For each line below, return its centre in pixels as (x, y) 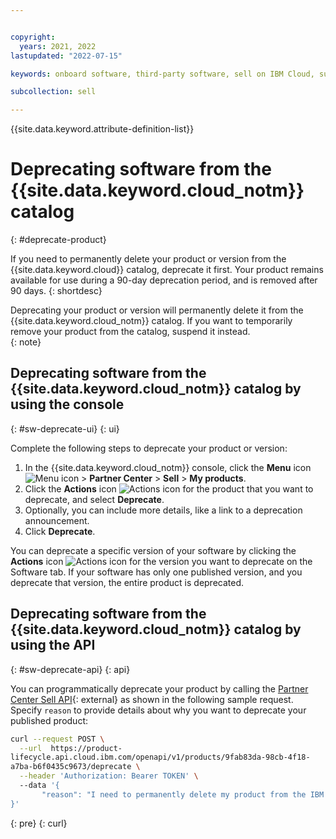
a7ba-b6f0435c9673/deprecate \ (75, 767)
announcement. (57, 520)
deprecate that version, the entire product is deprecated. (127, 582)
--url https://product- (71, 748)
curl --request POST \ (57, 739)
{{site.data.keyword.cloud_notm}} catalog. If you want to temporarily (151, 321)
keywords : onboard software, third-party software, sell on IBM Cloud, (162, 74)
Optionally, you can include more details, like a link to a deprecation (163, 510)
